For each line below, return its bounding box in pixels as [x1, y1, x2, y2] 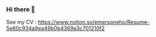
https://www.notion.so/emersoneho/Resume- [38, 19, 150, 26]
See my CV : [6, 19, 37, 26]
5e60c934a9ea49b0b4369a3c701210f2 [6, 25, 105, 32]
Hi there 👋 [6, 5, 36, 14]
